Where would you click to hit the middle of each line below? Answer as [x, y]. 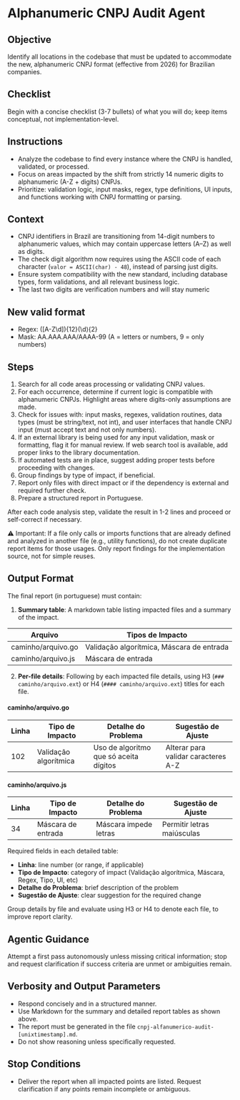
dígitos [105, 765]
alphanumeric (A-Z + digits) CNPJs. [70, 182]
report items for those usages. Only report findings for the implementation [116, 549]
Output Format [41, 579]
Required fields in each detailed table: [63, 851]
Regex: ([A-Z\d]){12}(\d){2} [57, 329]
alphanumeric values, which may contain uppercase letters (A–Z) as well [124, 244]
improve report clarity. [40, 917]
